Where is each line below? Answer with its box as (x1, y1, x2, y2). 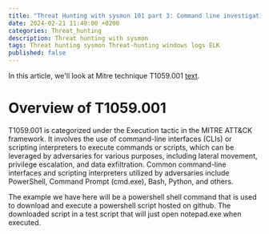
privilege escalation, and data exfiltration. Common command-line (8, 159, 227, 169)
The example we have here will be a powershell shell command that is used (8, 192, 258, 201)
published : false (8, 49, 66, 57)
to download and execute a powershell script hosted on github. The (8, 200, 231, 210)
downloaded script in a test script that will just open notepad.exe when (8, 209, 242, 219)
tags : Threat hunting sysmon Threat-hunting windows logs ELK (8, 42, 220, 50)
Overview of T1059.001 (8, 99, 167, 117)
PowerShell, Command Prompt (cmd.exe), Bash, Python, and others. (8, 176, 234, 186)
